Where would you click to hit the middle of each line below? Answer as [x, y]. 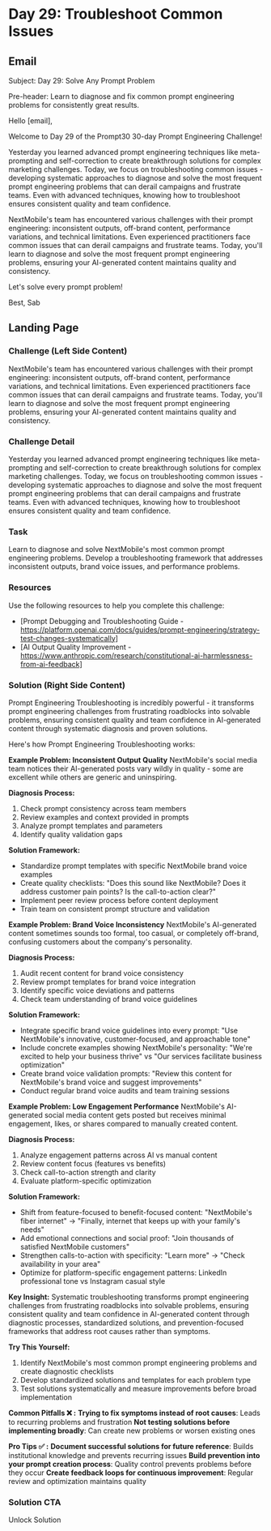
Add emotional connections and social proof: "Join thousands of [127, 1238]
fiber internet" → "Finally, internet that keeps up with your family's [130, 1221]
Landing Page [44, 328]
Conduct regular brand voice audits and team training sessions [125, 1090]
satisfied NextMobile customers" [75, 1247]
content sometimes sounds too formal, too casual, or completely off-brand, [133, 933]
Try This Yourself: [39, 1347]
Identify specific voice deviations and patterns [97, 990]
